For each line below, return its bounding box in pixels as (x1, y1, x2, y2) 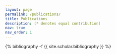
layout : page (5, 7, 32, 12)
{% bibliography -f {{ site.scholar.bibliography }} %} (5, 44, 112, 49)
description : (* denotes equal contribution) (5, 21, 101, 26)
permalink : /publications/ (5, 12, 61, 17)
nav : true (5, 26, 26, 30)
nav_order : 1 (5, 30, 32, 35)
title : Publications (5, 16, 48, 21)
